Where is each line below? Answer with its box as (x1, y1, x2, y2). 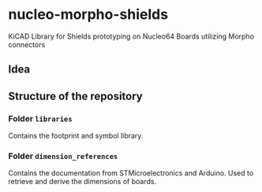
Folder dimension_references (8, 150, 118, 161)
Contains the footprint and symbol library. (8, 131, 144, 141)
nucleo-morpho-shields (8, 6, 168, 24)
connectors (8, 39, 46, 49)
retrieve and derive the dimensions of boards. (8, 177, 156, 186)
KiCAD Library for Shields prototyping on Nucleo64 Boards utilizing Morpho (8, 31, 255, 41)
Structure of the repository (8, 89, 144, 103)
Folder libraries (8, 113, 73, 124)
